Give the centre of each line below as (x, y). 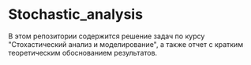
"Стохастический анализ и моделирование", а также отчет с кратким (126, 44)
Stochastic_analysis (76, 14)
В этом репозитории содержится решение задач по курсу (107, 36)
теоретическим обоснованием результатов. (83, 52)
